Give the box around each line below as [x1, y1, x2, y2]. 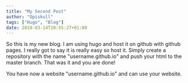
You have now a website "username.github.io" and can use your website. [6, 70, 182, 77]
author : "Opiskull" [6, 14, 54, 20]
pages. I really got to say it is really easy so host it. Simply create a [6, 47, 166, 54]
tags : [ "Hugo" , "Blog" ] [6, 19, 64, 25]
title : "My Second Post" [6, 8, 67, 15]
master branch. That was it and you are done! [6, 59, 116, 66]
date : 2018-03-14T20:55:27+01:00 [6, 24, 88, 31]
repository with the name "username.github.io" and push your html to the [6, 53, 182, 60]
